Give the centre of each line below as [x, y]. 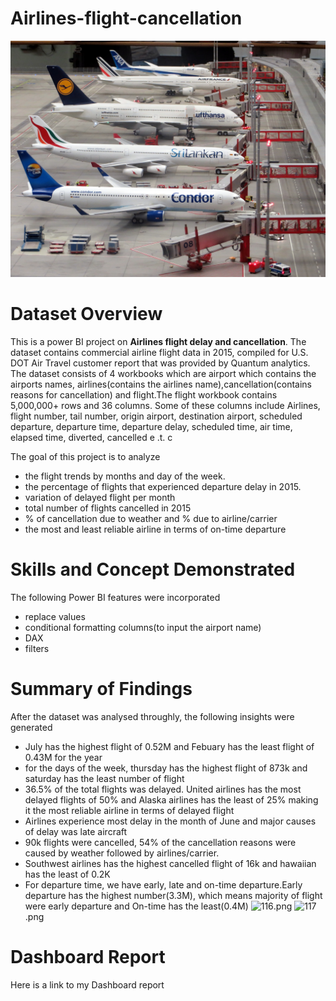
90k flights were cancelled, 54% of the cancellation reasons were [160, 842]
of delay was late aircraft [76, 831]
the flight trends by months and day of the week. [125, 476]
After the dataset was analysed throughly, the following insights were [152, 716]
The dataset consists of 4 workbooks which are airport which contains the [163, 373]
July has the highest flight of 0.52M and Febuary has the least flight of [169, 746]
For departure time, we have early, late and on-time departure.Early [163, 884]
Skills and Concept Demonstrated [153, 569]
